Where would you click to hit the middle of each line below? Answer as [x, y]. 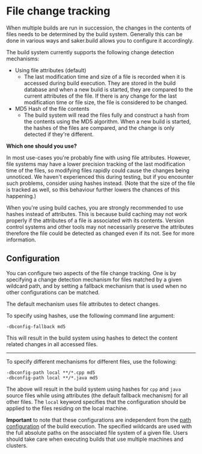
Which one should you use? [41, 146]
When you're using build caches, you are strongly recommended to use [95, 207]
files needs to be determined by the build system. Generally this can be [94, 34]
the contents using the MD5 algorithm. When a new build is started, [107, 121]
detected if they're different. [59, 134]
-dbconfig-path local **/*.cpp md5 [51, 372]
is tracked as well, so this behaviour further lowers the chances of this [93, 189]
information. [21, 240]
